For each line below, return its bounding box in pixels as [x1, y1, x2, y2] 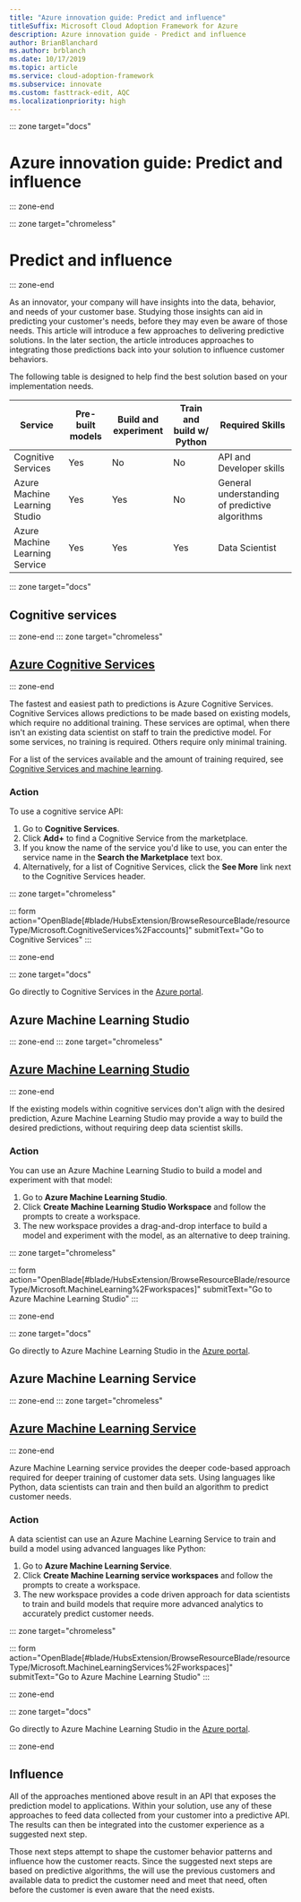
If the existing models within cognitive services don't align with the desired [9, 1103, 285, 1114]
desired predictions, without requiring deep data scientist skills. [9, 1122, 244, 1133]
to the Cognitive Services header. [21, 871, 146, 882]
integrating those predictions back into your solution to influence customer [9, 344, 285, 355]
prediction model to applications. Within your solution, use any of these [9, 1800, 272, 1811]
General [218, 477, 252, 489]
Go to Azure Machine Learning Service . [21, 1561, 172, 1571]
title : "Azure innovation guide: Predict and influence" [9, 13, 227, 22]
